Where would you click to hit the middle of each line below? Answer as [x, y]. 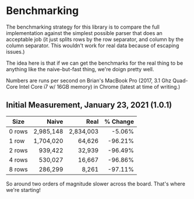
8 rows [18, 169]
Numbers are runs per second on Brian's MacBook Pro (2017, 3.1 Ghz [89, 81]
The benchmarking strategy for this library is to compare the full [83, 27]
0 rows [18, 131]
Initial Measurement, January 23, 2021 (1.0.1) [89, 105]
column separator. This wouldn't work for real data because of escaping [93, 46]
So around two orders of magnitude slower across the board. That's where [96, 184]
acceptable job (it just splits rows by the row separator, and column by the [95, 39]
